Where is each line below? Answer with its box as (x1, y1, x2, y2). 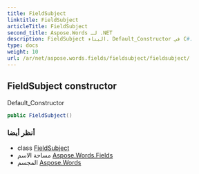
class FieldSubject (17, 144, 70, 152)
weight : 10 (7, 49, 39, 56)
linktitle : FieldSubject (7, 17, 79, 23)
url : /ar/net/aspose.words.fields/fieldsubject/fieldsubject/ (7, 55, 190, 62)
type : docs (7, 42, 39, 49)
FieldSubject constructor (7, 80, 117, 92)
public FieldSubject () (7, 111, 73, 119)
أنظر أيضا (7, 128, 35, 138)
